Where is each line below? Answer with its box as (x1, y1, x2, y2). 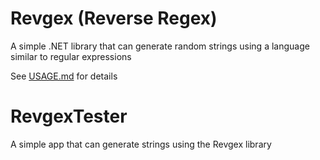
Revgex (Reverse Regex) (10, 7, 218, 30)
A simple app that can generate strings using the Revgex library (10, 138, 272, 150)
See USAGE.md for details (10, 70, 118, 82)
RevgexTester (10, 105, 128, 128)
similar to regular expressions (10, 50, 132, 62)
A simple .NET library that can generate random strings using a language (10, 40, 310, 52)
